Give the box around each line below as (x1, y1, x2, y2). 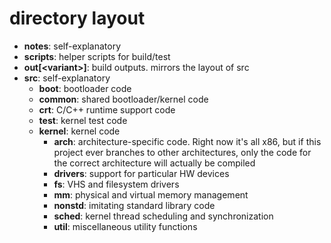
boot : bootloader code (38, 82, 132, 94)
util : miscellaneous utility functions (53, 220, 198, 232)
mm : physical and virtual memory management (53, 188, 249, 201)
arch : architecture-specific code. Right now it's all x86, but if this (53, 135, 322, 147)
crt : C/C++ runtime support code (38, 103, 176, 116)
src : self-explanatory (23, 72, 111, 84)
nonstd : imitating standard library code (53, 199, 216, 211)
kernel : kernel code (38, 125, 121, 137)
